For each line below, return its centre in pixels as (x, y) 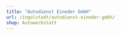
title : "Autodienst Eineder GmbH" (49, 12)
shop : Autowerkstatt (32, 23)
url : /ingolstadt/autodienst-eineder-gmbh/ (61, 17)
